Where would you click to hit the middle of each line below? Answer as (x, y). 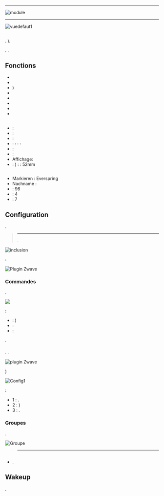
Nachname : (24, 184)
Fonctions (21, 65)
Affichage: (22, 159)
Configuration (27, 214)
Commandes (20, 281)
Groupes (15, 423)
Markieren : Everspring (35, 179)
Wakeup (18, 477)
